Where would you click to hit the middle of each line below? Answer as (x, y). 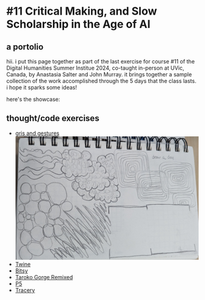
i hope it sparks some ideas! (42, 87)
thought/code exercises (53, 118)
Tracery (25, 290)
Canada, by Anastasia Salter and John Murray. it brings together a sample (99, 74)
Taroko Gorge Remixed (44, 277)
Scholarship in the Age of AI (78, 24)
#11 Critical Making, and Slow (82, 11)
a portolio (25, 47)
